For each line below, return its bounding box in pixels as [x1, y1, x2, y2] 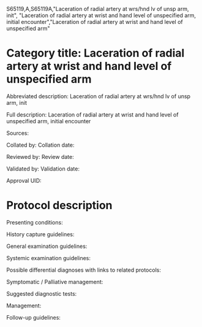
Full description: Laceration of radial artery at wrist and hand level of [6, 110, 179, 118]
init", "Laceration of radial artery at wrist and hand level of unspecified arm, [6, 12, 196, 19]
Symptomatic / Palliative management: [6, 278, 103, 285]
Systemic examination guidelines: [6, 254, 91, 261]
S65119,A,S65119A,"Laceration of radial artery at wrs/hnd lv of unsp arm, [6, 6, 189, 12]
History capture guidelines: [6, 230, 75, 238]
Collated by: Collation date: [6, 141, 75, 148]
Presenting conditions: [6, 218, 63, 226]
